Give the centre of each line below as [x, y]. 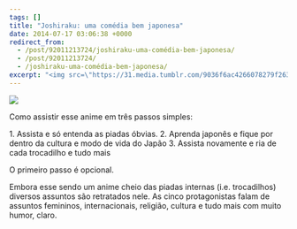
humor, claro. [33, 215]
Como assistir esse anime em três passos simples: [101, 117]
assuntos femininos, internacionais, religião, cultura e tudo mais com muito [145, 205]
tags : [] [25, 17]
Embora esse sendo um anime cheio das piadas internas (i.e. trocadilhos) [143, 187]
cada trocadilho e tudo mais [60, 152]
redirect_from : [37, 42]
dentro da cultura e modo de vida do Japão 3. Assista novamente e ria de [143, 143]
